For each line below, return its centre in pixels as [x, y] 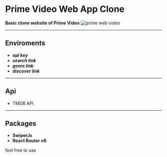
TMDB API [23, 103]
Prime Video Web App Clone [65, 9]
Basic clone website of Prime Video [42, 23]
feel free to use [21, 151]
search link [24, 60]
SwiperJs [22, 136]
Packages [21, 123]
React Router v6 [29, 141]
